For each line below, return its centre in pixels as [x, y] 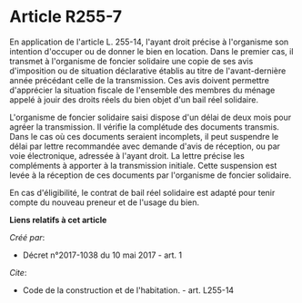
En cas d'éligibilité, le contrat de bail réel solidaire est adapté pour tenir [142, 192]
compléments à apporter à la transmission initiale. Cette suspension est [143, 165]
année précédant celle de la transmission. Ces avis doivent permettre [140, 80]
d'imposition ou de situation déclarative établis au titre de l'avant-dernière [148, 71]
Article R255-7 [66, 17]
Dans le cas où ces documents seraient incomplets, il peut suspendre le [144, 136]
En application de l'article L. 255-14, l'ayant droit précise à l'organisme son [149, 42]
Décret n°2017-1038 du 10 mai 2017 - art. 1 [102, 255]
